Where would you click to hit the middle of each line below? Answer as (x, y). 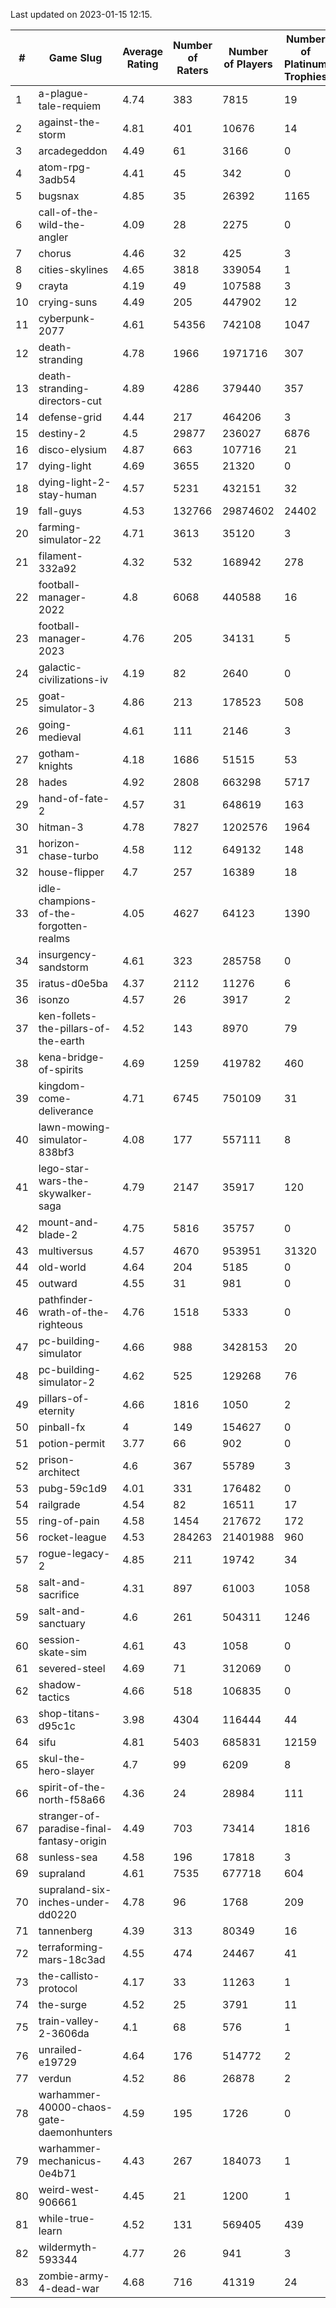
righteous (60, 1324)
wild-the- (62, 224)
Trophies (306, 76)
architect (59, 1472)
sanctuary (62, 1623)
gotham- (60, 753)
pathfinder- (66, 1299)
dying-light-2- (75, 482)
